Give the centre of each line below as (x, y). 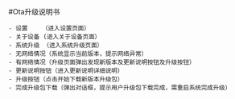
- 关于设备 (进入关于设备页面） (55, 37)
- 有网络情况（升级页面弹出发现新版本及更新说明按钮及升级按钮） (102, 62)
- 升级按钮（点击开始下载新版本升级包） (66, 79)
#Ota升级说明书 (34, 12)
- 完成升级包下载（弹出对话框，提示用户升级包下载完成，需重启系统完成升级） (120, 88)
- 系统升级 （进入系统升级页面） (56, 46)
